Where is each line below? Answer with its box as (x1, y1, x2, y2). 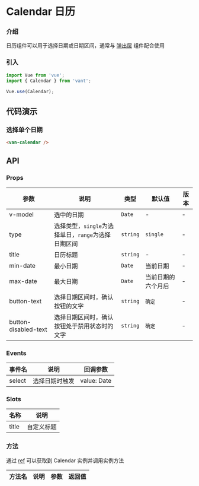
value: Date (80, 376, 112, 385)
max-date (9, 277, 37, 285)
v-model (9, 210, 34, 218)
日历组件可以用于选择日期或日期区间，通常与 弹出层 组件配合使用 (6, 42, 165, 49)
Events (6, 349, 27, 357)
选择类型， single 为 (54, 221, 108, 230)
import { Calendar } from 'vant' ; (6, 78, 92, 84)
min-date (9, 261, 36, 269)
